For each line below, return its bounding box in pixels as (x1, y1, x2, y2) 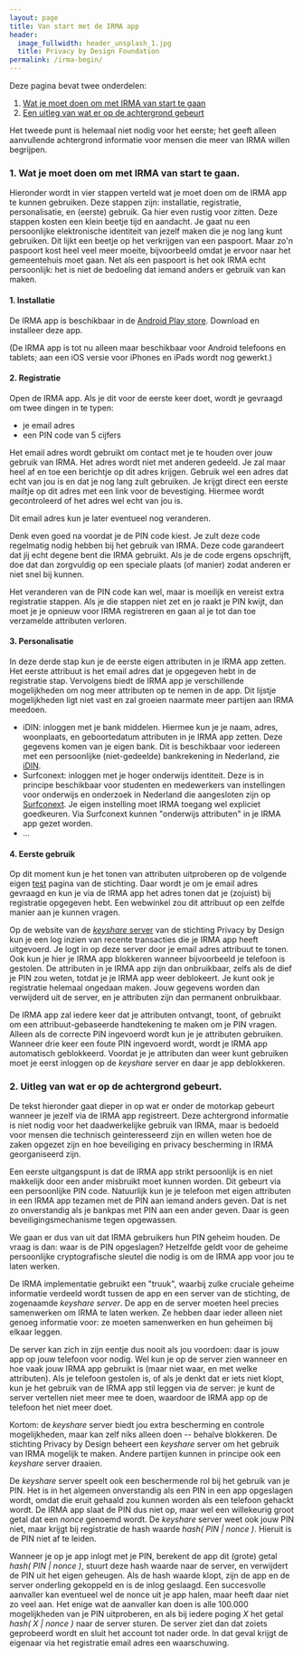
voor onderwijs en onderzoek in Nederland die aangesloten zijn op (22, 789, 271, 800)
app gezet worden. (22, 817, 93, 829)
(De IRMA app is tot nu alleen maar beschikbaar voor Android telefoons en (9, 342, 287, 353)
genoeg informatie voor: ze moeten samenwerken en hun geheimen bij (9, 1317, 273, 1328)
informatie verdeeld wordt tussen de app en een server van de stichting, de (9, 1288, 291, 1299)
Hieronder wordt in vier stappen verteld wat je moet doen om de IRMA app (9, 188, 288, 198)
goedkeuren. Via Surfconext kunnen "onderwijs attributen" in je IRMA (22, 808, 281, 819)
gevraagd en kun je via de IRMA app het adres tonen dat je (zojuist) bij (9, 888, 271, 899)
